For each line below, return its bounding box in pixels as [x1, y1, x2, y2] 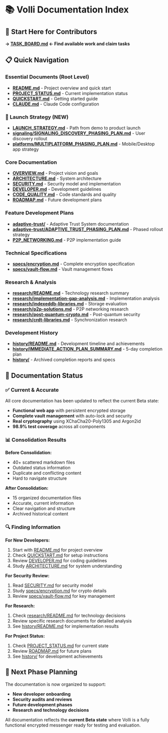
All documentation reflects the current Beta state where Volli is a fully [5, 716, 149, 722]
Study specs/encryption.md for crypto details [12, 587, 107, 593]
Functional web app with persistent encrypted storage [12, 407, 126, 413]
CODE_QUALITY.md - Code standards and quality [12, 191, 116, 197]
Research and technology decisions [12, 707, 89, 713]
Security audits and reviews [12, 696, 73, 702]
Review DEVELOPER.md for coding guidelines [12, 557, 107, 563]
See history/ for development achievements [12, 653, 103, 659]
